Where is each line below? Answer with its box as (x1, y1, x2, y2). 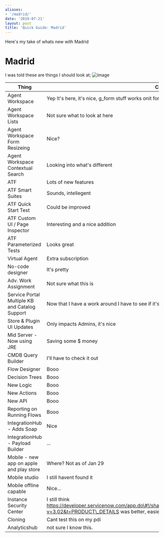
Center (7, 508, 23, 515)
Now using (7, 338, 32, 345)
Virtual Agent (7, 255, 38, 262)
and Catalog (7, 304, 36, 311)
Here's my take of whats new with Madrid (5, 39, 89, 45)
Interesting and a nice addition (46, 221, 116, 228)
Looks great (46, 241, 74, 248)
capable (7, 488, 26, 495)
